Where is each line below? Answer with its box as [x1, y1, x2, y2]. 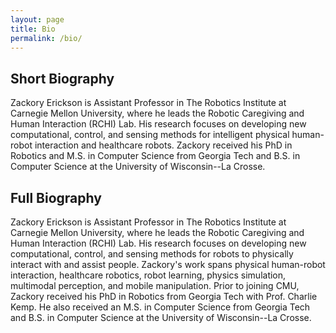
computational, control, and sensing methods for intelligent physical [10, 129, 290, 141]
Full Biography [10, 189, 102, 206]
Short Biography [10, 70, 115, 87]
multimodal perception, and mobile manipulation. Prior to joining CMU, [10, 280, 300, 291]
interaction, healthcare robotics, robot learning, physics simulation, [10, 269, 287, 281]
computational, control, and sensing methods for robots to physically [10, 248, 294, 260]
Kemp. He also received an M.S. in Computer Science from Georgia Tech [10, 301, 311, 313]
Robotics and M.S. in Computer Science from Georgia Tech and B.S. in [10, 150, 301, 162]
